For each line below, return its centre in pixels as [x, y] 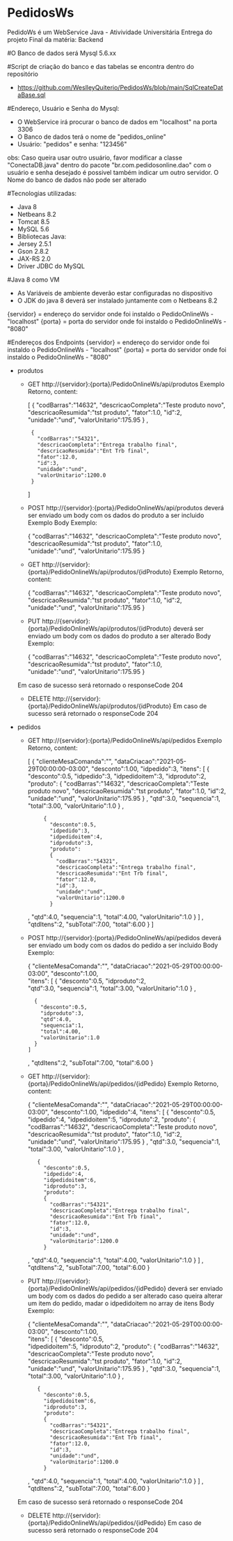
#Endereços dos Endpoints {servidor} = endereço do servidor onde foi [109, 342]
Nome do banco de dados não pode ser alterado [77, 180]
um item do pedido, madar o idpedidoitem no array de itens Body [121, 1303]
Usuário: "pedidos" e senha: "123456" [72, 144]
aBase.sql [31, 95]
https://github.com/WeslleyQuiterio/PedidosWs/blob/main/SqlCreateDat [120, 87]
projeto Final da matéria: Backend [55, 39]
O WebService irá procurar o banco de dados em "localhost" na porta [117, 122]
